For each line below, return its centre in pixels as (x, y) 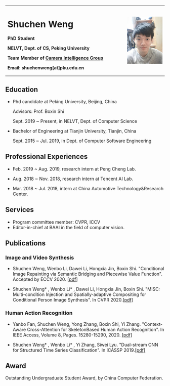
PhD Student (21, 38)
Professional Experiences (47, 157)
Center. (20, 194)
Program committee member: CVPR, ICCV (56, 222)
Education (22, 89)
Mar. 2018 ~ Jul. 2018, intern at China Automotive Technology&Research (88, 188)
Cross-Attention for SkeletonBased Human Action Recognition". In (96, 329)
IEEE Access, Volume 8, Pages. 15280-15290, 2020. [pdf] (72, 335)
